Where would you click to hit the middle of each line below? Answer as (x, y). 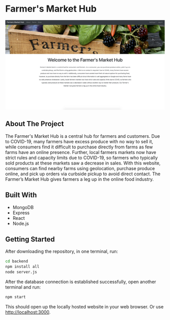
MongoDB (23, 207)
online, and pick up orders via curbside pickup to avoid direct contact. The (83, 174)
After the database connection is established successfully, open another (81, 282)
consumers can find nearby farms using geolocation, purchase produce (80, 168)
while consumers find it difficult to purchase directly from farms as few (79, 147)
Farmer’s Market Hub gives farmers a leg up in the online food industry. (80, 179)
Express (21, 213)
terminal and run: (23, 287)
